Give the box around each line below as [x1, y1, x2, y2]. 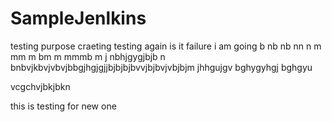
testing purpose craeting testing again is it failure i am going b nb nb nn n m [10, 40, 322, 52]
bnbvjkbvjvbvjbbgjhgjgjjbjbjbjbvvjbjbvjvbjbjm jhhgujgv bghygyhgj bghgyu [10, 61, 313, 73]
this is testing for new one [10, 100, 117, 112]
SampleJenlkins [10, 7, 147, 30]
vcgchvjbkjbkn [10, 80, 71, 92]
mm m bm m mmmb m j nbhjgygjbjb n [10, 50, 166, 62]
